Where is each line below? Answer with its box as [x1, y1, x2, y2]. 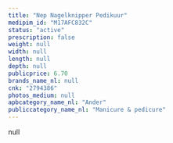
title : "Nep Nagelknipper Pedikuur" [8, 11, 128, 20]
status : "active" [8, 26, 65, 34]
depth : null [8, 63, 47, 70]
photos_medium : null [8, 91, 76, 99]
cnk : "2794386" [8, 84, 58, 92]
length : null [8, 55, 51, 63]
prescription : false [8, 33, 76, 41]
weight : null [8, 41, 51, 48]
